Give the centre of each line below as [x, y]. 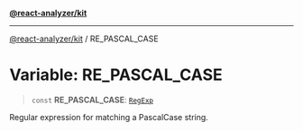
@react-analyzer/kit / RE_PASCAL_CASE [84, 39]
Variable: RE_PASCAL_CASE [116, 75]
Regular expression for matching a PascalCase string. [109, 117]
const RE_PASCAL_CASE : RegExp [92, 100]
